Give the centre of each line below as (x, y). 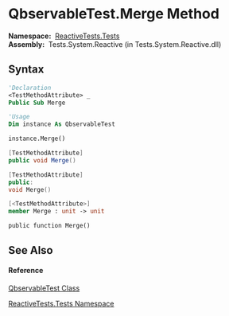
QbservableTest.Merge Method (114, 14)
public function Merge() (49, 226)
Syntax (26, 70)
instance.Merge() (37, 139)
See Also (31, 250)
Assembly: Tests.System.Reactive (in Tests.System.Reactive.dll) (115, 44)
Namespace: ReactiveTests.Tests (64, 36)
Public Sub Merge (37, 103)
